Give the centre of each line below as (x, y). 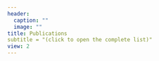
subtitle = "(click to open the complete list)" (80, 40)
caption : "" (31, 20)
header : (19, 14)
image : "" (28, 27)
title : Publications (38, 33)
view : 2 (19, 46)
